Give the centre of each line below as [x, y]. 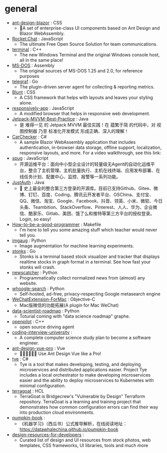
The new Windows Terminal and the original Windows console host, [90, 55]
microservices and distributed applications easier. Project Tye [83, 370]
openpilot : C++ [28, 321]
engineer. [29, 343]
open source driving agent [47, 327]
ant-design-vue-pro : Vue [39, 348]
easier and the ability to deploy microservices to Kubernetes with [87, 380]
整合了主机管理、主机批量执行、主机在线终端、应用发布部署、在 [94, 170]
